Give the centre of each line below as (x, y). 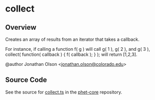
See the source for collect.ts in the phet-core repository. (64, 92)
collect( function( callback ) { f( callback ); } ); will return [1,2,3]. (71, 54)
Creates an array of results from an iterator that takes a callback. (72, 39)
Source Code (26, 80)
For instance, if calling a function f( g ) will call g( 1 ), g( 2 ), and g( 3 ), (78, 49)
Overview (21, 27)
